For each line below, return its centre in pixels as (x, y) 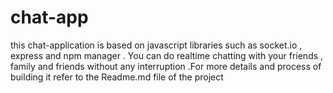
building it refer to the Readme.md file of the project (117, 77)
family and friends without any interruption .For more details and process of (166, 66)
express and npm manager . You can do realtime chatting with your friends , (167, 55)
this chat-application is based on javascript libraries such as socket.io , (156, 45)
